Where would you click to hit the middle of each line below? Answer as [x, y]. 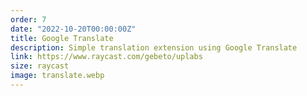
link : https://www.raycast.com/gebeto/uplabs [106, 57]
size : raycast [40, 66]
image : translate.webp [57, 76]
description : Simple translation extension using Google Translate [154, 47]
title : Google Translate [62, 38]
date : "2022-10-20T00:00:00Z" [73, 29]
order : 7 [28, 19]
